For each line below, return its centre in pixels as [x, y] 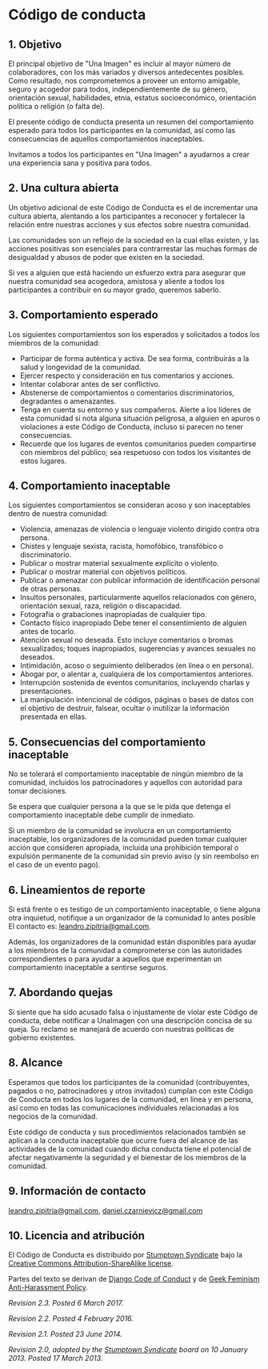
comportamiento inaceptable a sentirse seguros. [88, 968]
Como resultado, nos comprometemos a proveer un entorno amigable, [124, 81]
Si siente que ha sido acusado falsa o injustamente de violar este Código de [133, 1012]
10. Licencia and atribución [77, 1235]
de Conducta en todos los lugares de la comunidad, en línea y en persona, [131, 1099]
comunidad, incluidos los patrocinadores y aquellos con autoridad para [125, 782]
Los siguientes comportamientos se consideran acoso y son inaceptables [129, 505]
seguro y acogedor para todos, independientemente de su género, [118, 89]
